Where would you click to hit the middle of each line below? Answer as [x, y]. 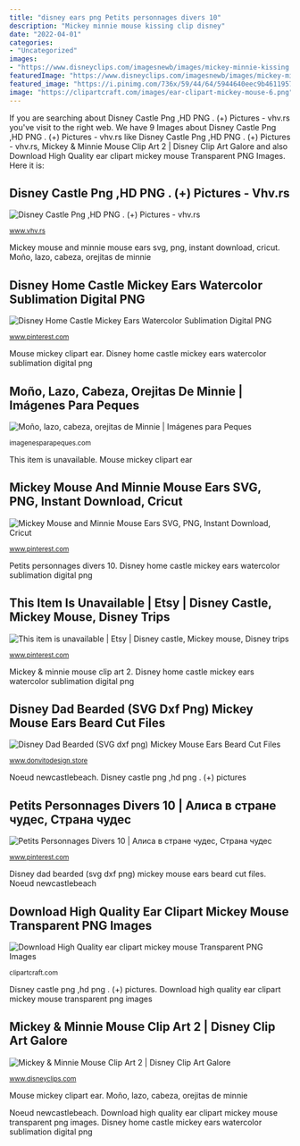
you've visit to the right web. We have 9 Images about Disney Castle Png [143, 127]
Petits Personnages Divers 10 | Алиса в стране [143, 805]
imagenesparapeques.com [50, 443]
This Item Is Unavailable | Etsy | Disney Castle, [141, 603]
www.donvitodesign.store [49, 761]
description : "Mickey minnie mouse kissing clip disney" [117, 26]
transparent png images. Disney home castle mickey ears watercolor [136, 1122]
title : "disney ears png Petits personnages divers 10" [115, 17]
